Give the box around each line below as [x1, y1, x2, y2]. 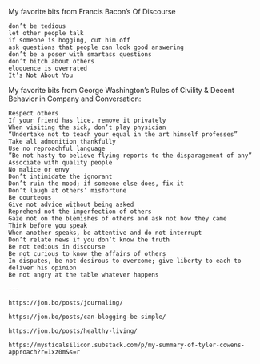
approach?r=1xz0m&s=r [8, 348, 81, 356]
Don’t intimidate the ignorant [8, 172, 113, 180]
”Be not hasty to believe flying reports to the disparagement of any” [8, 152, 252, 160]
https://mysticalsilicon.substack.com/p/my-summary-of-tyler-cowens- [8, 341, 246, 349]
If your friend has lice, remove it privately [8, 116, 166, 124]
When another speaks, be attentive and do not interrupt [8, 229, 202, 237]
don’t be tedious [8, 22, 66, 30]
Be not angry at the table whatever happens [8, 271, 159, 279]
